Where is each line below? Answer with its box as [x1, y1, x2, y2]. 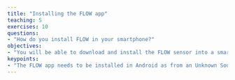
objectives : [7, 42, 42, 49]
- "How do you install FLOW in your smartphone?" [7, 36, 155, 43]
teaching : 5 [7, 17, 42, 24]
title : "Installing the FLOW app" [7, 10, 108, 17]
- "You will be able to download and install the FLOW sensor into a [7, 49, 215, 56]
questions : [7, 29, 39, 37]
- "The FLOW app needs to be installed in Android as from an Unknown [7, 62, 218, 69]
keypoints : [7, 56, 39, 63]
